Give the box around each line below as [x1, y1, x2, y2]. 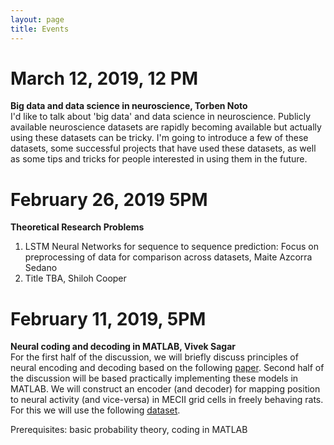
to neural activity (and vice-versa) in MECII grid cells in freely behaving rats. [10, 394, 324, 406]
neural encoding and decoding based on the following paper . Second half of [10, 362, 325, 374]
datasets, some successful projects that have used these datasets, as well [10, 142, 317, 155]
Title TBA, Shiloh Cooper [24, 272, 127, 285]
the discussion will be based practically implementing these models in [10, 372, 299, 385]
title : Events [10, 24, 70, 34]
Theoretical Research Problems [10, 221, 145, 233]
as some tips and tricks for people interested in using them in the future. [10, 153, 308, 165]
